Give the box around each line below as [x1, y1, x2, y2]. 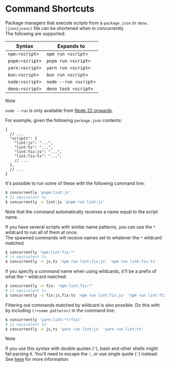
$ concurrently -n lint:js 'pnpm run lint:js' [5, 199, 105, 205]
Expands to [57, 43, 85, 50]
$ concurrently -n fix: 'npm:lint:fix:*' [5, 283, 94, 289]
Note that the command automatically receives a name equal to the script [5, 209, 158, 215]
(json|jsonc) [5, 26, 33, 31]
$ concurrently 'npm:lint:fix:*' [5, 250, 76, 255]
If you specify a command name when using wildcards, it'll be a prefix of [5, 268, 157, 274]
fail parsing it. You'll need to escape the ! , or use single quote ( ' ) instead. [5, 351, 158, 357]
